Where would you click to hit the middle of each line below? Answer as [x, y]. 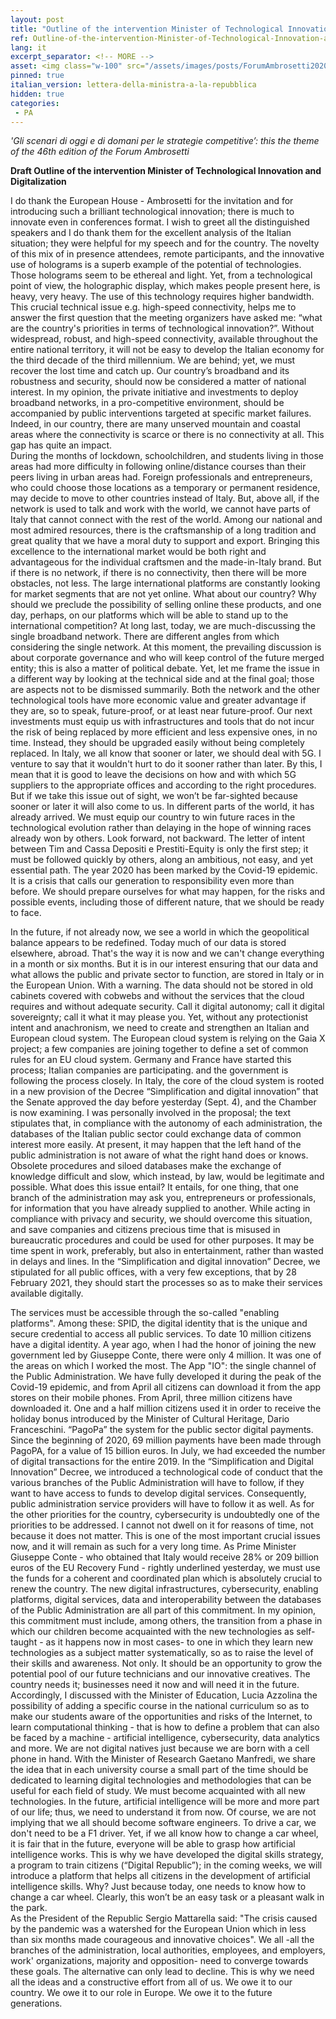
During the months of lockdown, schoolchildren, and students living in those [167, 456]
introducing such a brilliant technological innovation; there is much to [152, 212]
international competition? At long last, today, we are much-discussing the [163, 626]
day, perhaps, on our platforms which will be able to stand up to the [149, 615]
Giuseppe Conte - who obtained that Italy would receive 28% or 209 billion [165, 1557]
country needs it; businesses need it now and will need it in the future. [155, 1685]
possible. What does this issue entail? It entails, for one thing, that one [154, 1187]
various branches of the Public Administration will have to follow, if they [157, 1483]
